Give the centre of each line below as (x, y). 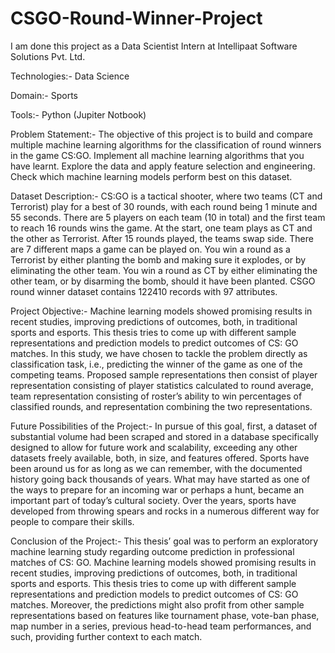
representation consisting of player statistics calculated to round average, (162, 385)
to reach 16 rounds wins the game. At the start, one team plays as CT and (161, 228)
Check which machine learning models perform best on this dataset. (151, 176)
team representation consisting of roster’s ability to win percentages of (156, 396)
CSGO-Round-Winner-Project (136, 18)
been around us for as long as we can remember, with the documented (156, 468)
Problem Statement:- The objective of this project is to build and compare (161, 134)
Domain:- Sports (44, 95)
